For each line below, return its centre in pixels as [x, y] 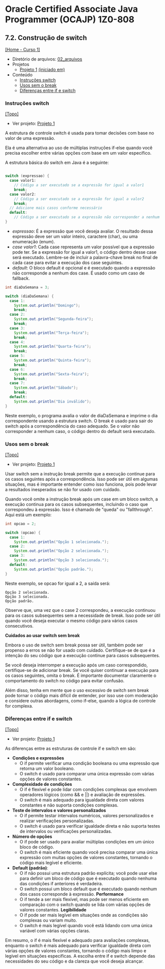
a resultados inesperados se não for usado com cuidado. [63, 489]
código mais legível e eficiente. [51, 863]
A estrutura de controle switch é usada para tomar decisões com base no [80, 133]
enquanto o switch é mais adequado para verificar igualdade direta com [78, 945]
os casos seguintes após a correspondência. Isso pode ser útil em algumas [82, 479]
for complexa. [19, 706]
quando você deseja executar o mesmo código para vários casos [71, 620]
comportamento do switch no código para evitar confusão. [65, 680]
